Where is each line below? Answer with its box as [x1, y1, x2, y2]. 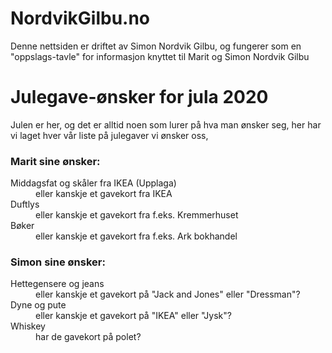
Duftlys [10, 198, 40, 211]
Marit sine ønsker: [10, 154, 101, 168]
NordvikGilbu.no [10, 7, 151, 30]
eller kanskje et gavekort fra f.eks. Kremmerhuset [35, 209, 239, 221]
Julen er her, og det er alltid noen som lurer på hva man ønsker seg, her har [10, 118, 322, 131]
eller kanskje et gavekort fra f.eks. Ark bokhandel [35, 230, 238, 242]
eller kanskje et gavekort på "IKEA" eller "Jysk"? [35, 310, 232, 322]
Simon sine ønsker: [10, 255, 106, 269]
